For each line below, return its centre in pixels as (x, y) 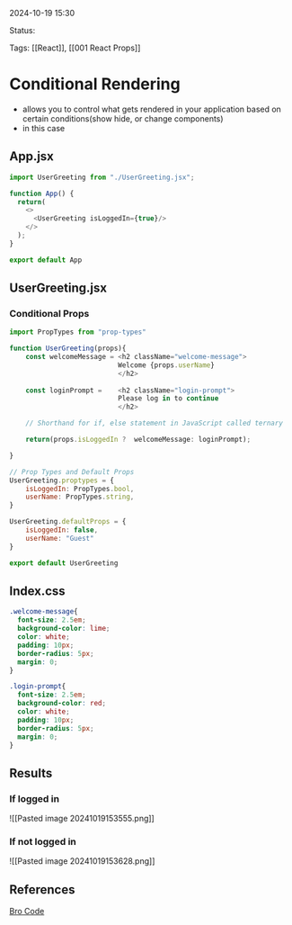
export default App (46, 260)
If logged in (35, 798)
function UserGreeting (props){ (68, 349)
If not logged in (43, 841)
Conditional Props (49, 313)
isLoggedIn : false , (62, 530)
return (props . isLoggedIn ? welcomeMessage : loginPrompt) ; (138, 440)
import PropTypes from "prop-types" (78, 332)
